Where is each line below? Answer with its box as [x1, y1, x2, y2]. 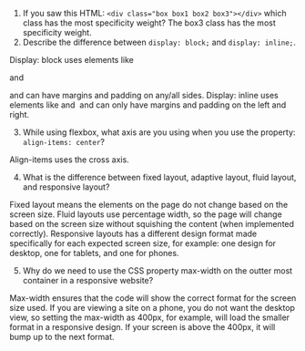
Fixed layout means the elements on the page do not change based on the [9, 200, 289, 210]
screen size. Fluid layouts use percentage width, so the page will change [9, 209, 282, 220]
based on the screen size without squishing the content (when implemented [9, 219, 294, 229]
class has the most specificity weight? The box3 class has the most [22, 17, 276, 28]
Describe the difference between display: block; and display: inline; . [22, 36, 296, 47]
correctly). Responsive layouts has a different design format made [9, 228, 258, 239]
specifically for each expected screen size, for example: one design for [9, 238, 276, 249]
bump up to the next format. [9, 332, 116, 342]
